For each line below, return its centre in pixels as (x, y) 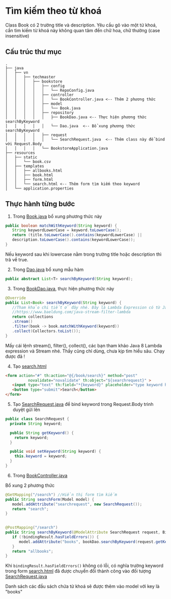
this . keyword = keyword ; (41, 456)
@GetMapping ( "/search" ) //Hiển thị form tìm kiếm (61, 495)
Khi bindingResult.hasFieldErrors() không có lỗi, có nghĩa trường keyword (84, 566)
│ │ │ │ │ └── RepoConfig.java (50, 90)
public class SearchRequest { (37, 419)
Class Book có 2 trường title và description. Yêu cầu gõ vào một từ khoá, (81, 25)
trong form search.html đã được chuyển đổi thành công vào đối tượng (78, 571)
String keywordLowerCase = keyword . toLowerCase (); (67, 230)
